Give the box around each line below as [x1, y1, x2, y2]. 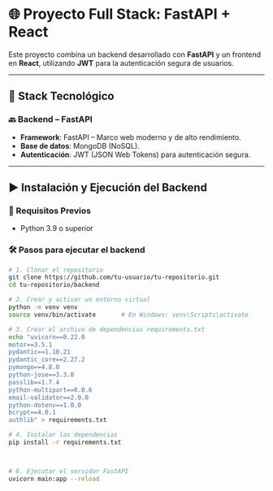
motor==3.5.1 [8, 341, 53, 349]
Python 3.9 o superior [19, 224, 93, 233]
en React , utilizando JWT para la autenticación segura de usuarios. [8, 58, 234, 67]
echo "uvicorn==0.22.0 [8, 332, 85, 341]
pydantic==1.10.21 [8, 348, 71, 356]
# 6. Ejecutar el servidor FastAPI [8, 467, 129, 476]
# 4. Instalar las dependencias [8, 431, 118, 439]
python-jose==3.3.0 [8, 371, 75, 379]
